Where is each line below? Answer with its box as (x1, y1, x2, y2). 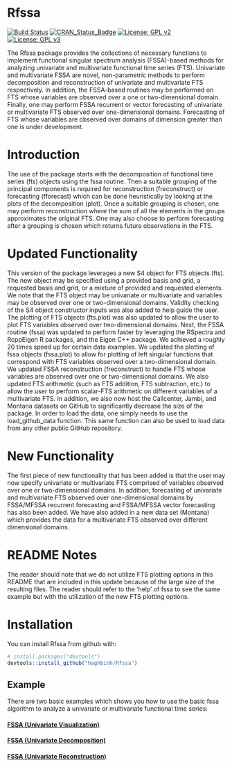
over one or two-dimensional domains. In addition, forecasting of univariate (7, 486, 222, 494)
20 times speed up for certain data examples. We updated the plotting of (7, 343, 215, 351)
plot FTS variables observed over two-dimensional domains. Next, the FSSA (7, 320, 224, 329)
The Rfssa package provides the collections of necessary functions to (7, 49, 207, 57)
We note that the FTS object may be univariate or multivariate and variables (7, 290, 223, 299)
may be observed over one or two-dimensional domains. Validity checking (7, 298, 220, 306)
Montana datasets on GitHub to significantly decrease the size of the (7, 402, 204, 410)
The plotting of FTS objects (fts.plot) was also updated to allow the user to (7, 313, 220, 321)
